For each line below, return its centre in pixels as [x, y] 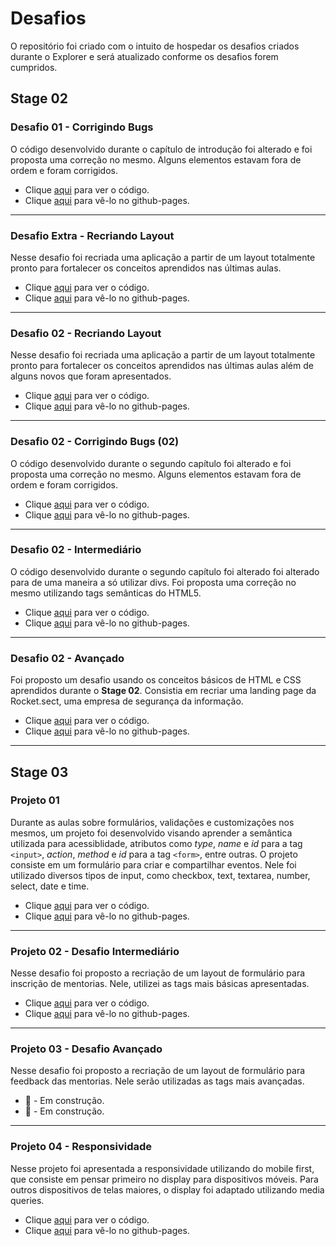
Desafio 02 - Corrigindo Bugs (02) [95, 442]
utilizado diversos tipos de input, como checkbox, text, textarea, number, [160, 875]
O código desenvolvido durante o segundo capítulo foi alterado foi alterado [165, 571]
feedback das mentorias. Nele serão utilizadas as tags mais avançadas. [157, 1081]
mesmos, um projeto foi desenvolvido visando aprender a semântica [151, 833]
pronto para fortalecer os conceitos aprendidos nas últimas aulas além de [162, 366]
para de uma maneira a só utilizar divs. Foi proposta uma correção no [153, 582]
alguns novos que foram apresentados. [91, 376]
